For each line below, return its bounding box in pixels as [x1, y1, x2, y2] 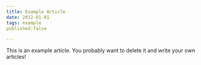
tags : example [6, 20, 42, 26]
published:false [6, 25, 47, 32]
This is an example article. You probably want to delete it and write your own [6, 47, 196, 54]
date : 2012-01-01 [6, 14, 50, 20]
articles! [6, 53, 26, 60]
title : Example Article [6, 8, 66, 15]
